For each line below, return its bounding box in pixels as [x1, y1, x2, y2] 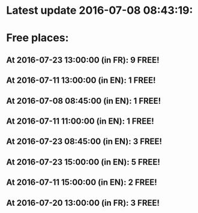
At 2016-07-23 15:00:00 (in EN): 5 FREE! [6, 157, 160, 167]
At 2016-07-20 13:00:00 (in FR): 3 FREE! [6, 197, 160, 208]
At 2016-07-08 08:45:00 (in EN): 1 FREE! [6, 95, 161, 106]
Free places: [6, 31, 69, 45]
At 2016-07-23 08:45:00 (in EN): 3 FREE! [6, 136, 163, 147]
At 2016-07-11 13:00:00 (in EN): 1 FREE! [6, 76, 156, 86]
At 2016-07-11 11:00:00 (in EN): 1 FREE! [6, 116, 154, 126]
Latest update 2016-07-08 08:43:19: [6, 4, 193, 17]
